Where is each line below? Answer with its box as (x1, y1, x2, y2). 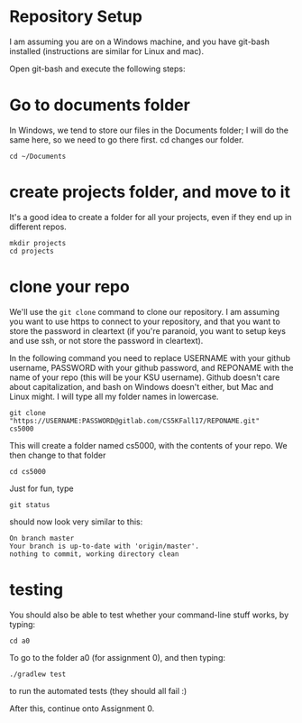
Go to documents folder (9, 95, 191, 116)
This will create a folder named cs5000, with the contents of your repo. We (9, 440, 288, 450)
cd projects (9, 246, 54, 255)
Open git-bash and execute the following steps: (9, 63, 187, 74)
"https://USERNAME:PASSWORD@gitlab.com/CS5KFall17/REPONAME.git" (9, 416, 260, 425)
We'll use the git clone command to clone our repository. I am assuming (9, 306, 280, 317)
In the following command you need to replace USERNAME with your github (9, 352, 291, 363)
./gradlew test (9, 670, 67, 679)
